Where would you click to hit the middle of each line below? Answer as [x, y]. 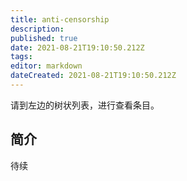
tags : [21, 57]
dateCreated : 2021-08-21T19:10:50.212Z [93, 76]
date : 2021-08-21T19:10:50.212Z [77, 47]
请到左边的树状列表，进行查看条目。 [85, 105]
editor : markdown [46, 66]
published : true [44, 38]
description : [37, 29]
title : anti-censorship [60, 19]
